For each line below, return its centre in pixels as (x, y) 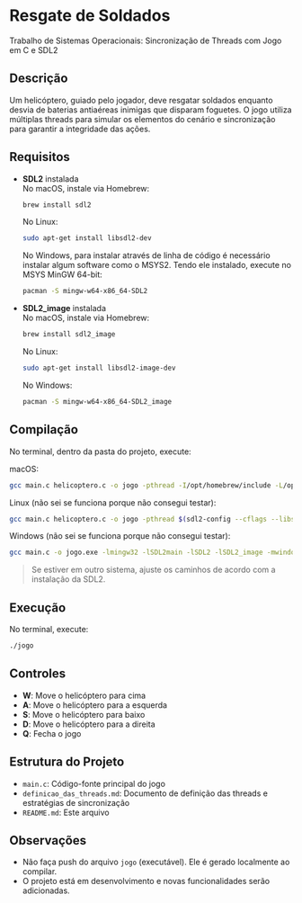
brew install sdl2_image (69, 335)
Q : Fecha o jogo (52, 733)
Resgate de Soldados (90, 16)
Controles (38, 674)
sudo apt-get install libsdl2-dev (87, 238)
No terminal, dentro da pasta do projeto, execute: (100, 451)
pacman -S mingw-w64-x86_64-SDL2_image (97, 401)
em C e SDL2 (34, 49)
